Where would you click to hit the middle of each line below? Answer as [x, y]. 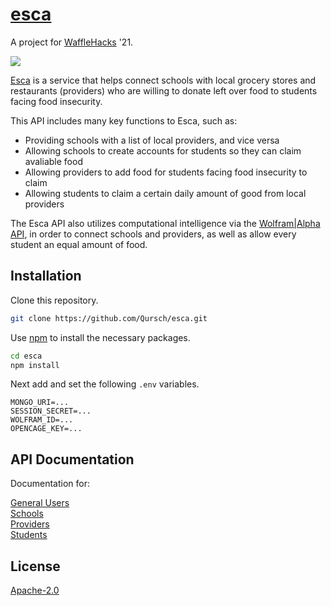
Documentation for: [50, 484]
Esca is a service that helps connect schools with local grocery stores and [163, 80]
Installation [46, 276]
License [35, 566]
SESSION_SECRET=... [51, 411]
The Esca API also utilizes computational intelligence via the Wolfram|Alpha [165, 223]
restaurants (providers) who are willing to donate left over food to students [164, 90]
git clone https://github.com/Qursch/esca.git [109, 318]
